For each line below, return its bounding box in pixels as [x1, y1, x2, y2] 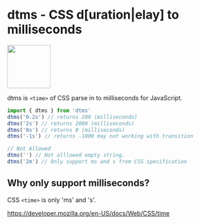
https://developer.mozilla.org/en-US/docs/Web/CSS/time [7, 209, 170, 217]
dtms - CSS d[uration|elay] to [7, 7, 179, 23]
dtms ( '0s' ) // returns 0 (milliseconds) [7, 127, 126, 133]
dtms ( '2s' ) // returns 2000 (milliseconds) [7, 120, 135, 127]
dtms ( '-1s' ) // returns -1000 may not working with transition [7, 133, 194, 140]
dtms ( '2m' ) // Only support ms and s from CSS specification [7, 158, 188, 165]
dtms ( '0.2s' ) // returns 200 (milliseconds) [7, 113, 138, 120]
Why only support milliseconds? [7, 177, 150, 189]
